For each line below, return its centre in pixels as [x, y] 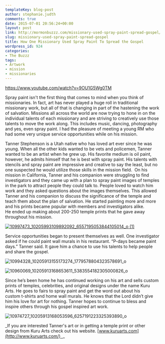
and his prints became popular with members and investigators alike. [75, 206]
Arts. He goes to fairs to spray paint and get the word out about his [73, 291]
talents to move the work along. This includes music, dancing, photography [81, 123]
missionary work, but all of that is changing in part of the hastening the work [82, 108]
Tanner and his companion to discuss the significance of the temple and [78, 196]
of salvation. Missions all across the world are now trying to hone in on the [80, 113]
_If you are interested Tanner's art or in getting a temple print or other [75, 325]
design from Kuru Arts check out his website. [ [52, 331]
